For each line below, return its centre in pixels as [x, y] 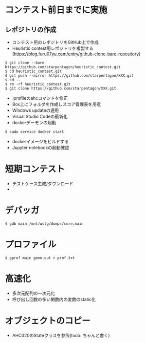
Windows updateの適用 [36, 110]
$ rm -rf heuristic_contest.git [38, 84]
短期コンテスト [35, 169]
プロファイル [31, 245]
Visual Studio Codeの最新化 [40, 116]
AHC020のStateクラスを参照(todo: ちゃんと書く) [61, 335]
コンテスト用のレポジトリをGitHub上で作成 [55, 42]
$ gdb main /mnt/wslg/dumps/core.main [44, 224]
